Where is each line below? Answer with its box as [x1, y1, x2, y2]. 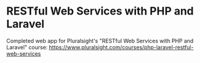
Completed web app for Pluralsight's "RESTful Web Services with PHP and [6, 37, 194, 44]
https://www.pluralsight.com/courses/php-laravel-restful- [48, 44, 194, 51]
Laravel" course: [6, 44, 48, 51]
